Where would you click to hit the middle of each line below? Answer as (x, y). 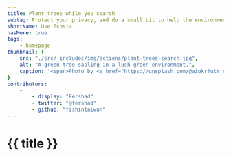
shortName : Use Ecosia (40, 26)
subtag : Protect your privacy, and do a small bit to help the (100, 20)
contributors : (27, 84)
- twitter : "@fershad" (64, 103)
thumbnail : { (26, 52)
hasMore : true (27, 33)
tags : (15, 39)
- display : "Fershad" (63, 97)
